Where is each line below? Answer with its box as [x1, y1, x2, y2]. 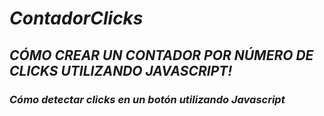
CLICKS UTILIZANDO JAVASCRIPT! [9, 62, 233, 79]
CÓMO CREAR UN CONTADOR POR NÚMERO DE [9, 47, 314, 64]
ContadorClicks [9, 7, 144, 30]
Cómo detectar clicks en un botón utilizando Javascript [9, 92, 286, 106]
